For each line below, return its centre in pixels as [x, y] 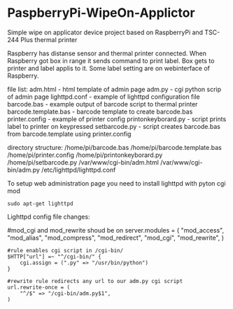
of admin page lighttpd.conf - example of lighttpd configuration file [104, 97]
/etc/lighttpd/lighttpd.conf [79, 170]
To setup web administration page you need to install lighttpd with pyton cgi [116, 183]
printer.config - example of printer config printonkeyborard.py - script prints [117, 119]
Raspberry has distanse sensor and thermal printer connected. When [107, 53]
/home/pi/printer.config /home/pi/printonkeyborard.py [85, 155]
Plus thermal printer [49, 39]
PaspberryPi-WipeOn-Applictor [101, 13]
